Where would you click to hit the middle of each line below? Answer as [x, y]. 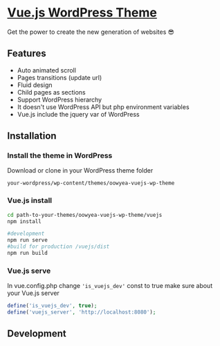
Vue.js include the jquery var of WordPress [78, 114]
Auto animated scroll [46, 70]
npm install [24, 221]
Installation [32, 136]
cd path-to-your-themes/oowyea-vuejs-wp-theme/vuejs [85, 215]
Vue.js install [30, 200]
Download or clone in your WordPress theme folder [80, 171]
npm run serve [28, 240]
